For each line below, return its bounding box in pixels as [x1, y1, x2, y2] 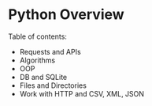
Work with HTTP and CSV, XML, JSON [19, 89, 144, 98]
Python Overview [8, 6, 124, 24]
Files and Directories [19, 81, 87, 90]
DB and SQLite [19, 72, 68, 81]
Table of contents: [8, 32, 67, 41]
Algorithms [19, 55, 56, 65]
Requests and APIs [19, 47, 81, 56]
